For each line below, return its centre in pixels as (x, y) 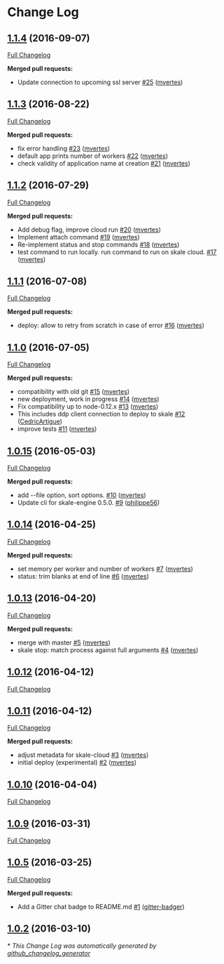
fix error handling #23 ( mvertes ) (64, 148)
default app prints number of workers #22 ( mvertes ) (93, 156)
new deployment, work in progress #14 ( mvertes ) (88, 399)
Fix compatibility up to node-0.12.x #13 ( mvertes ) (88, 407)
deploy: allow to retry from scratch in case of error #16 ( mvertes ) (111, 325)
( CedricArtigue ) (40, 421)
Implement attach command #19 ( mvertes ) (78, 237)
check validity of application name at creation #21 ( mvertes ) (104, 163)
